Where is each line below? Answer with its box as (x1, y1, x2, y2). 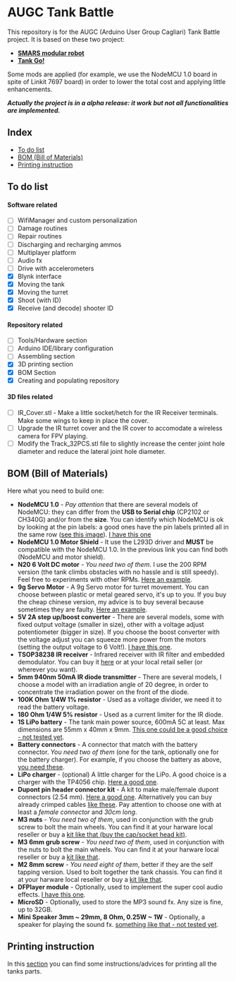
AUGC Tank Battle (7, 4, 114, 20)
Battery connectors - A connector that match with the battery (17, 740, 198, 748)
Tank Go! (17, 56, 45, 64)
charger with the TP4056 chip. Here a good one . (17, 777, 159, 786)
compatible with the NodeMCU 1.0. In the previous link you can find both (17, 545, 228, 553)
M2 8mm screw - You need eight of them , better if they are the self (17, 860, 213, 868)
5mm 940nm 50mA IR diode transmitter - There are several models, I (17, 672, 222, 681)
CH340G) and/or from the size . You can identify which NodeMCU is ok (17, 515, 224, 523)
